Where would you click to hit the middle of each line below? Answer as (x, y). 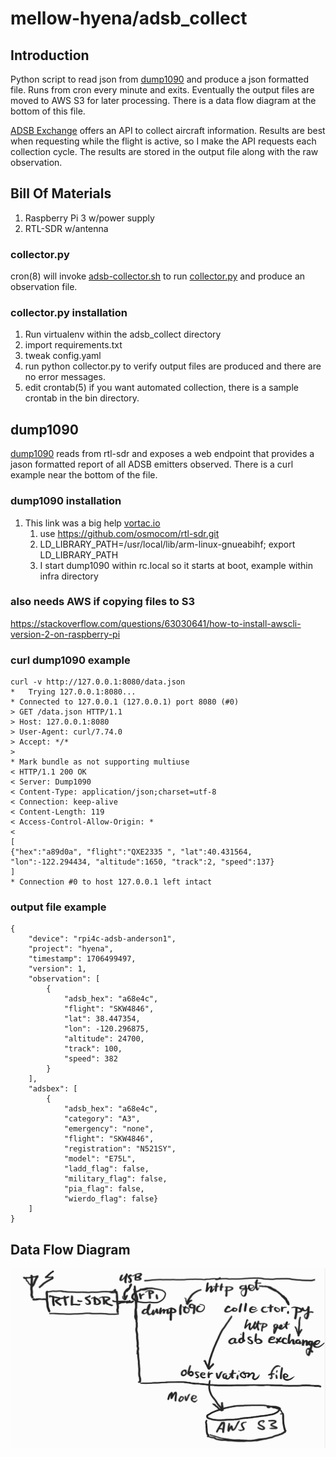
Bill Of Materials (61, 193)
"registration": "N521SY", (120, 1149)
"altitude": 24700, (104, 1039)
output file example (58, 907)
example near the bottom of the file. (84, 475)
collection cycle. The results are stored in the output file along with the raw (164, 151)
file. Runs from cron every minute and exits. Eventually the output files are (162, 90)
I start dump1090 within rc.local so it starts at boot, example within (176, 565)
